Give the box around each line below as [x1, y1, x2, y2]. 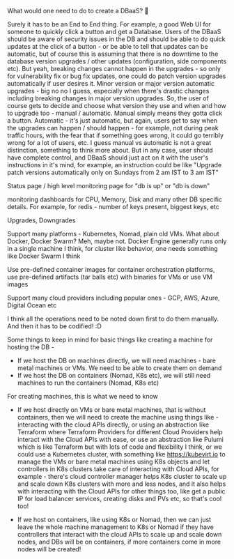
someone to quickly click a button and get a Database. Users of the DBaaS [7, 28, 221, 36]
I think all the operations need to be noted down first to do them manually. [7, 314, 219, 323]
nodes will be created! [17, 545, 81, 553]
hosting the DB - [7, 343, 54, 351]
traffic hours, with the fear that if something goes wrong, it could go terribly [7, 131, 224, 139]
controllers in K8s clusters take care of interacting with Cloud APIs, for [17, 465, 219, 473]
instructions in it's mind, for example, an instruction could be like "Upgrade [7, 161, 222, 169]
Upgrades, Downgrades [7, 216, 76, 224]
